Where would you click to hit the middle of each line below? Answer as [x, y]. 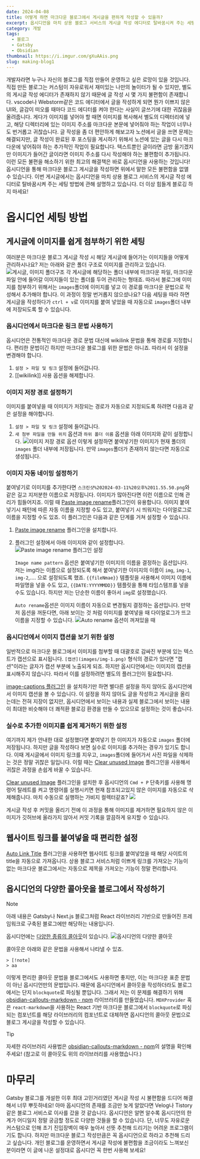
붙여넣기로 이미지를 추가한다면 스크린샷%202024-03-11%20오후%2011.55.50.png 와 [98, 488]
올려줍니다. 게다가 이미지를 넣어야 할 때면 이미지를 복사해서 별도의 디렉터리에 [95, 116]
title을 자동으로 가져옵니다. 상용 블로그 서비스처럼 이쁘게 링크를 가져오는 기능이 [97, 861]
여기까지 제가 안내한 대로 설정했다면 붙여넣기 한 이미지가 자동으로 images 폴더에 [98, 739]
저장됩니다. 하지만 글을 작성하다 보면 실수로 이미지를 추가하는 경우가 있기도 [93, 747]
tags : [13, 34]
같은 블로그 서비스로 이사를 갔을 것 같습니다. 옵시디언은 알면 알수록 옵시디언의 [96, 1112]
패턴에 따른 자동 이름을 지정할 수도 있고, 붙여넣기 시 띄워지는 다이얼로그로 [107, 510]
